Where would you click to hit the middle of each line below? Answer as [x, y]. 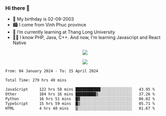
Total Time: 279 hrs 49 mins [36, 81]
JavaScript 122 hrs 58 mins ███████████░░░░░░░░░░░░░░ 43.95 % [80, 90]
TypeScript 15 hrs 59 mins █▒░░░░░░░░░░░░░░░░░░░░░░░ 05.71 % [80, 103]
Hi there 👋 [18, 8]
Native [19, 43]
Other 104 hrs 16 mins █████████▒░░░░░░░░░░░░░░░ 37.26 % [80, 94]
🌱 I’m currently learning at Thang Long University [64, 32]
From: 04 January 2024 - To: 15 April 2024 [52, 71]
